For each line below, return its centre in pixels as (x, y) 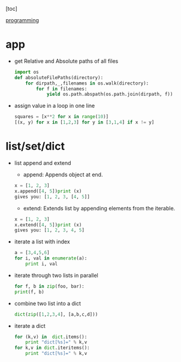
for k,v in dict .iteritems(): (52, 348)
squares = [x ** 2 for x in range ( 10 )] (61, 117)
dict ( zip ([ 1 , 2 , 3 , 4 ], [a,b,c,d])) (56, 314)
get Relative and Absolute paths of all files (66, 61)
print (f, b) (29, 292)
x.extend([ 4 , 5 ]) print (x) (48, 225)
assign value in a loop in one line (55, 106)
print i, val (42, 264)
